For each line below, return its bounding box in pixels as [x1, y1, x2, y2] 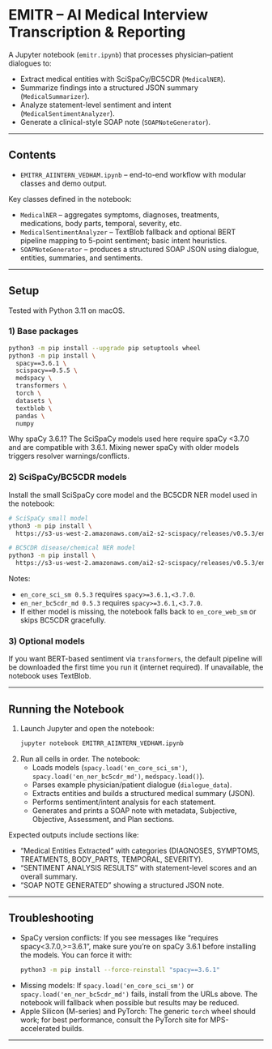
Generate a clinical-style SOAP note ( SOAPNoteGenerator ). [19, 117, 211, 126]
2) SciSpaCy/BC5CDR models [8, 472, 127, 483]
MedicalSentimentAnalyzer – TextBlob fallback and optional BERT [19, 227, 236, 237]
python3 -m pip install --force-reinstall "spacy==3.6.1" [19, 966, 220, 974]
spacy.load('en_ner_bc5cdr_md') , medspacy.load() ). [32, 772, 205, 781]
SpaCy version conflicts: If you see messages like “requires [19, 932, 219, 942]
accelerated [19, 1023, 61, 1033]
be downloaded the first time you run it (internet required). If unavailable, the [8, 662, 264, 672]
